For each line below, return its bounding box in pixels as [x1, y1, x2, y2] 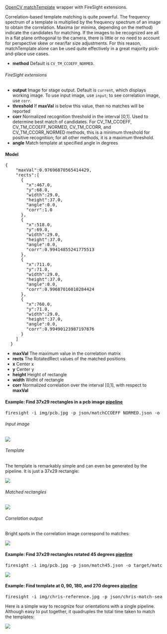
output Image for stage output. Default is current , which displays [12, 87, 146, 93]
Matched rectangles [5, 489, 47, 495]
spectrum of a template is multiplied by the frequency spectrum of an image [5, 19, 161, 25]
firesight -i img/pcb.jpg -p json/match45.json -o [5, 562, 131, 568]
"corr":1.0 [26, 207, 53, 213]
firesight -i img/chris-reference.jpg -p [5, 594, 108, 599]
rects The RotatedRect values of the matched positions [12, 356, 126, 362]
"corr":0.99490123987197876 [26, 326, 94, 332]
